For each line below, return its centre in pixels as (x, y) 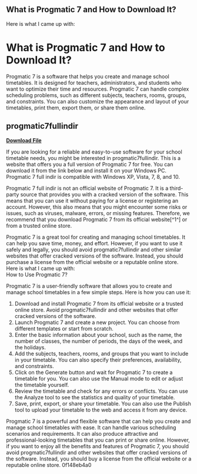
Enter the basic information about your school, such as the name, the (98, 335)
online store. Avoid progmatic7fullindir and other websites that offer (96, 310)
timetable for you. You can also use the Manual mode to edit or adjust (99, 378)
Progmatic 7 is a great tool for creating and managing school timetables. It (96, 237)
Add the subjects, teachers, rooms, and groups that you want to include (101, 353)
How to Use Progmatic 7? (37, 274)
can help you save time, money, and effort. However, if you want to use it (94, 243)
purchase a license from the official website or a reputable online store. (92, 262)
